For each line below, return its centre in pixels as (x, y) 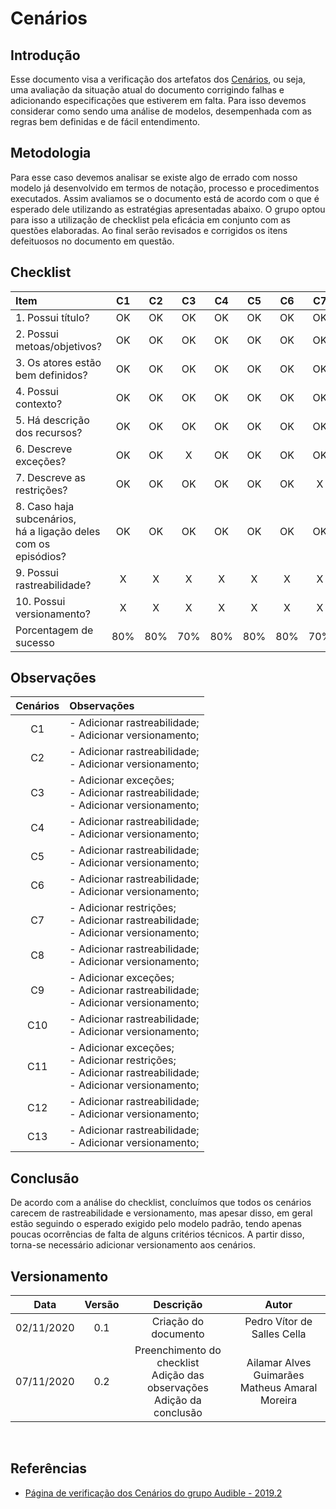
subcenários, (46, 519)
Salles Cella (279, 1334)
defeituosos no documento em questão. (92, 241)
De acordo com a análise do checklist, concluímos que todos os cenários (161, 1203)
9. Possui (37, 572)
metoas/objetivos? (58, 346)
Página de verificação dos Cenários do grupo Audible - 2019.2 (153, 1493)
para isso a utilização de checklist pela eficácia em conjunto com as (150, 219)
